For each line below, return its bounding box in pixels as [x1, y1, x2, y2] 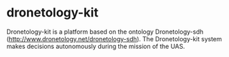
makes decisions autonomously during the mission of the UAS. [6, 42, 185, 50]
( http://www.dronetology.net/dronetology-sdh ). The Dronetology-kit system [6, 34, 222, 43]
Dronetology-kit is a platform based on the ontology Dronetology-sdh [6, 27, 204, 36]
